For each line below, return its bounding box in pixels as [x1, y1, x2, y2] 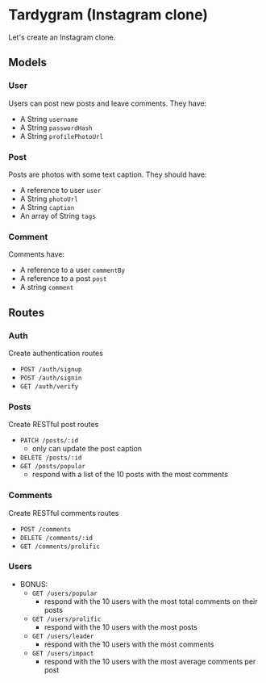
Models [8, 56, 47, 69]
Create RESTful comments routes [8, 508, 119, 517]
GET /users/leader [31, 632, 94, 640]
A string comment [19, 283, 74, 292]
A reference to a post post [19, 274, 107, 283]
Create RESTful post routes [8, 420, 99, 429]
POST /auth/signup [19, 365, 82, 373]
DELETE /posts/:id [19, 454, 82, 462]
